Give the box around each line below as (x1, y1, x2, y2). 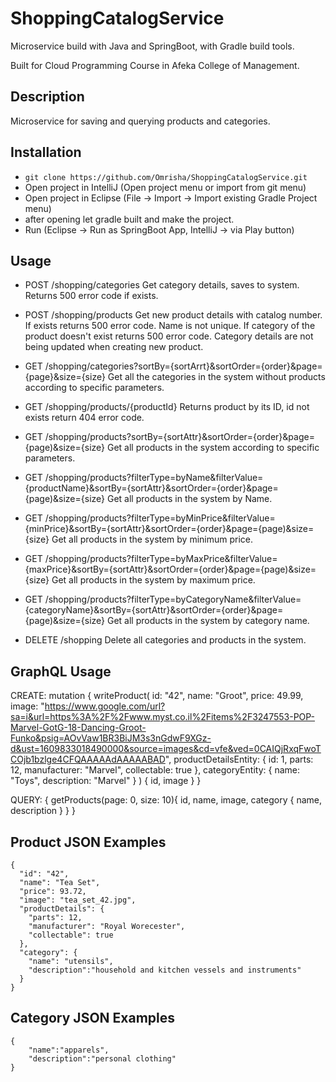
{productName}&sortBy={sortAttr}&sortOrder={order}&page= (24, 482, 279, 494)
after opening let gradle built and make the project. (24, 213, 235, 225)
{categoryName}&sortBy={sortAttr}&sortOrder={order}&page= (24, 604, 284, 616)
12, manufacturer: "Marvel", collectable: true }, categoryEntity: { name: (10, 764, 300, 776)
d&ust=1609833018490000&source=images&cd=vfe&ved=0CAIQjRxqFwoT (10, 743, 322, 755)
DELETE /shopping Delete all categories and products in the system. (24, 634, 307, 646)
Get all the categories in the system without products (107, 371, 326, 383)
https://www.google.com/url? (44, 700, 166, 712)
